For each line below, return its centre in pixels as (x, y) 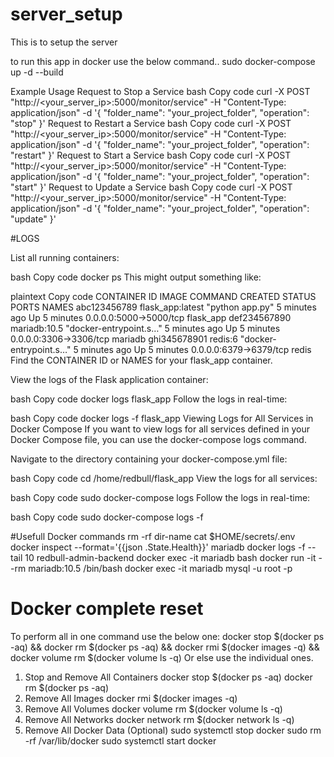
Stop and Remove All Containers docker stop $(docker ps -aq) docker (168, 677)
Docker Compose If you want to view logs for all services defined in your (160, 429)
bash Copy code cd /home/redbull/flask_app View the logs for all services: (164, 478)
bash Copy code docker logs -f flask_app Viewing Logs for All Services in (162, 418)
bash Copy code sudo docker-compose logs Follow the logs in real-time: (160, 497)
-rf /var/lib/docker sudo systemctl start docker (120, 740)
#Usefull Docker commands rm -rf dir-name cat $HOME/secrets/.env (153, 536)
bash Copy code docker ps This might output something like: (136, 277)
